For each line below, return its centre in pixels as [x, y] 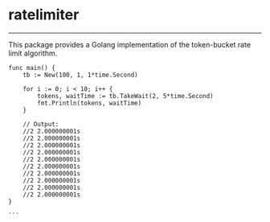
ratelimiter [44, 15]
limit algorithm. [33, 53]
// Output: [41, 124]
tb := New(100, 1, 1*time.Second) [80, 75]
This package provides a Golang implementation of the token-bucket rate [130, 44]
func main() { [32, 68]
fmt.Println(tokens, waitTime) [90, 103]
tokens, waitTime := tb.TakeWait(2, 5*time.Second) [126, 96]
